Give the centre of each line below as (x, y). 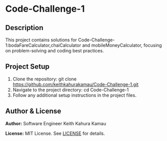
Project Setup (28, 67)
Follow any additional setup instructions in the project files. (75, 95)
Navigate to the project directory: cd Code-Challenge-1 (71, 90)
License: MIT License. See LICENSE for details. (55, 133)
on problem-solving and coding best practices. (55, 51)
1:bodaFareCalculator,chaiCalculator (43, 45)
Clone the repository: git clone (44, 79)
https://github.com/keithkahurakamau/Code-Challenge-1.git (76, 84)
